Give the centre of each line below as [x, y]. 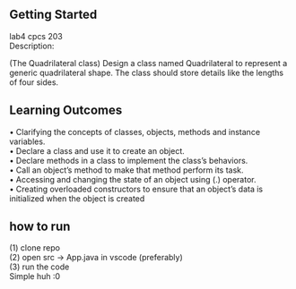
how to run [40, 227]
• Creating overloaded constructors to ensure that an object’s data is [136, 189]
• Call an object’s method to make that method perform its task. [126, 170]
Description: [32, 46]
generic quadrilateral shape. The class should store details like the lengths [147, 72]
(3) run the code [39, 267]
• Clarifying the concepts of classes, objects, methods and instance [135, 132]
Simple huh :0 [35, 276]
